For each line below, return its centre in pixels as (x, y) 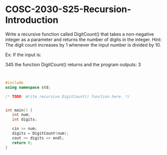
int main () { (19, 110)
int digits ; (25, 120)
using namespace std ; (28, 87)
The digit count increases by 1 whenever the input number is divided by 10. (83, 45)
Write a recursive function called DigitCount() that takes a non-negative (80, 34)
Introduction (32, 20)
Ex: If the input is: (23, 55)
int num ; (21, 115)
